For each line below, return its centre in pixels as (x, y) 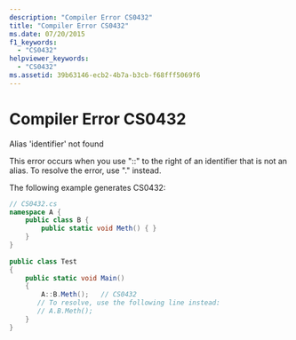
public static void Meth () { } (99, 229)
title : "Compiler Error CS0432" (69, 26)
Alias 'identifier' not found (56, 144)
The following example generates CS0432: (88, 187)
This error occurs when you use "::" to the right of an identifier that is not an (148, 161)
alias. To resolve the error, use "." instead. (85, 170)
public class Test (43, 261)
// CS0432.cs (33, 204)
